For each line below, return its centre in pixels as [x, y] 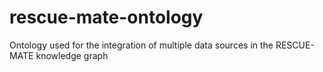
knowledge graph [72, 55]
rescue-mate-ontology [106, 17]
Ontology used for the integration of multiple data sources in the [141, 45]
